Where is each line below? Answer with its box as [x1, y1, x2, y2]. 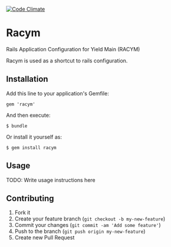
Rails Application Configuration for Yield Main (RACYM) [6, 45, 140, 52]
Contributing [6, 193, 54, 203]
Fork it [14, 209, 31, 216]
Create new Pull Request [14, 234, 75, 241]
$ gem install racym [6, 144, 57, 150]
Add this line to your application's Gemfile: [6, 90, 109, 97]
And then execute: [6, 111, 51, 118]
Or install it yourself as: [6, 133, 62, 140]
